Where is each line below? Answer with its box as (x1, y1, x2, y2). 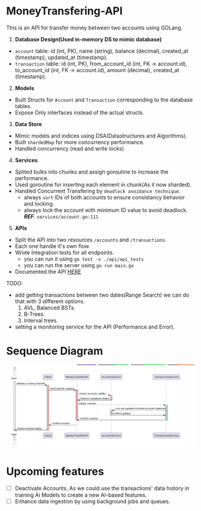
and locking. (23, 200, 54, 207)
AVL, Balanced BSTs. (23, 304, 76, 311)
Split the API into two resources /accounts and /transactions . (14, 236, 167, 243)
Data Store (14, 120, 42, 127)
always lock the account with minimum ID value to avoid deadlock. (23, 206, 188, 214)
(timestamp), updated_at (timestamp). (14, 53, 108, 61)
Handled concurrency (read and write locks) (14, 145, 124, 152)
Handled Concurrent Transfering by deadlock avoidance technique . (14, 187, 181, 195)
